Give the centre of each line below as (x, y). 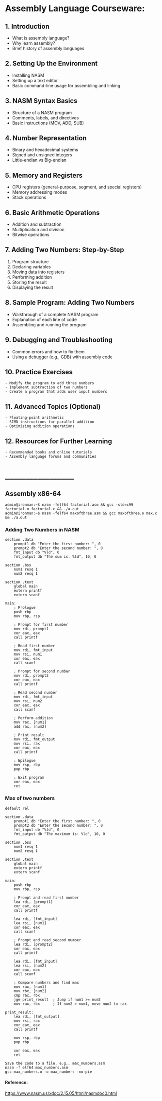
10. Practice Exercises (39, 372)
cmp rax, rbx (27, 995)
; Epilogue (25, 761)
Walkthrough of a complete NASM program (55, 314)
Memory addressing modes (40, 192)
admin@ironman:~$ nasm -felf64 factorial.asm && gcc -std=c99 (69, 505)
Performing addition (32, 277)
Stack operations (29, 198)
